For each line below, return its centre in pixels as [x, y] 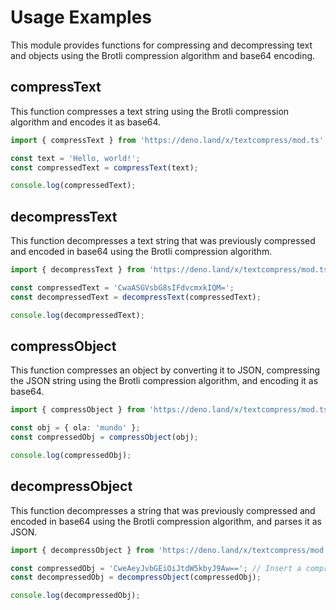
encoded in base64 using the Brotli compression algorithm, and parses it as [166, 521]
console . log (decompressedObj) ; [75, 596]
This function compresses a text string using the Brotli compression [150, 111]
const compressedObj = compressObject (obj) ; [104, 437]
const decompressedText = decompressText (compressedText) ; [136, 297]
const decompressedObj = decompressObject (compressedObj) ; [136, 577]
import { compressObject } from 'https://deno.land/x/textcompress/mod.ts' [171, 410]
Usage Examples [81, 17]
